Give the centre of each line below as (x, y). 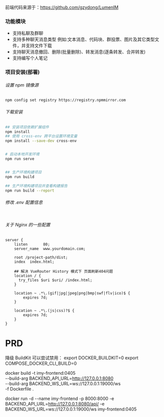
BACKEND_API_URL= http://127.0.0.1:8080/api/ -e (55, 404)
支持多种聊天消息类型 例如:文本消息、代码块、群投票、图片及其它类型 (83, 39)
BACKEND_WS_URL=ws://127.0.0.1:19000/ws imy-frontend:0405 (71, 409)
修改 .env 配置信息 (24, 202)
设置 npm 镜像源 (22, 85)
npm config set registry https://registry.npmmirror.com (66, 100)
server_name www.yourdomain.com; (50, 249)
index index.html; (34, 262)
